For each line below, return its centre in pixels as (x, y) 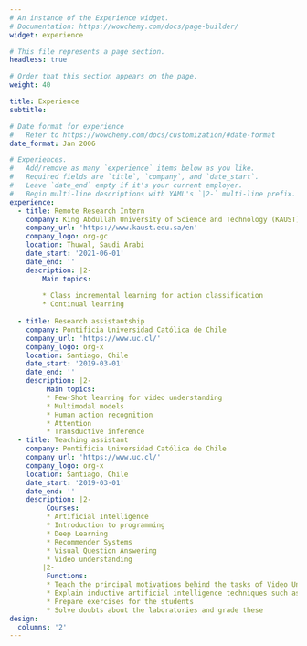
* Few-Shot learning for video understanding (134, 397)
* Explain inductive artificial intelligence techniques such (167, 593)
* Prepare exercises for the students (120, 601)
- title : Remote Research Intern (81, 211)
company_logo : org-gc (67, 237)
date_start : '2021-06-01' (75, 253)
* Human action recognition (100, 415)
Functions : (67, 577)
